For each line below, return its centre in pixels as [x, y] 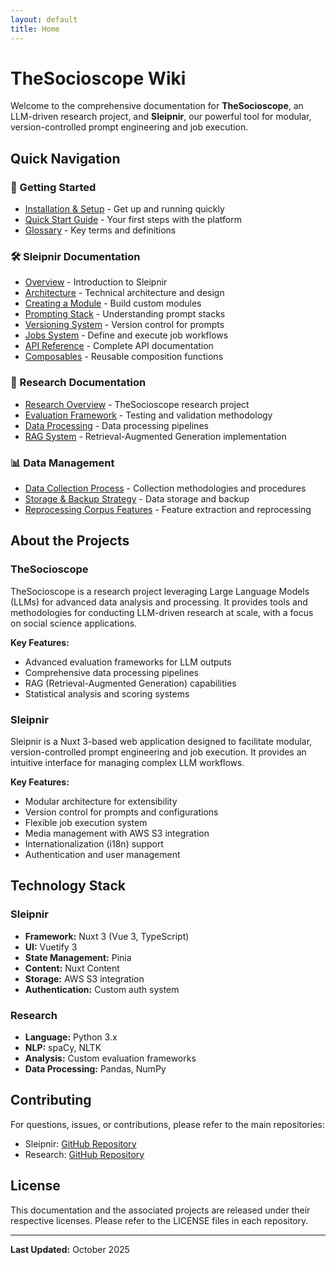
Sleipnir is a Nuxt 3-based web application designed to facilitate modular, [161, 741]
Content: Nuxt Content [72, 968]
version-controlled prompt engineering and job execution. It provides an [158, 752]
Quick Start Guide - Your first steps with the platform [133, 220]
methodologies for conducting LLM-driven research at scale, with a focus [162, 612]
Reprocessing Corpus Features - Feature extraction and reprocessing [168, 510]
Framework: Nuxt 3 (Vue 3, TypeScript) [107, 936]
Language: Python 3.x [71, 1037]
